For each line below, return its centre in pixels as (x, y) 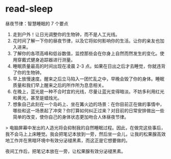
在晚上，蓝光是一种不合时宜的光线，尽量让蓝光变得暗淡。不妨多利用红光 (88, 91)
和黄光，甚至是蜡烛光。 (37, 98)
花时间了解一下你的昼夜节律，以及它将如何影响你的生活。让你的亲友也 (86, 41)
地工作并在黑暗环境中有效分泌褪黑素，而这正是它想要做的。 (68, 140)
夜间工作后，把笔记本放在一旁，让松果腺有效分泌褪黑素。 (65, 151)
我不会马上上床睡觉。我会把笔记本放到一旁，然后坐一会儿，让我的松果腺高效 (85, 134)
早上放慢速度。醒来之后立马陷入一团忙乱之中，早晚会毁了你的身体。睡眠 (88, 79)
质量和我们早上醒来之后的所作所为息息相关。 (60, 85)
